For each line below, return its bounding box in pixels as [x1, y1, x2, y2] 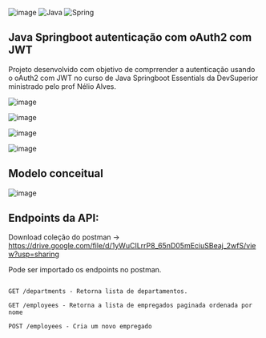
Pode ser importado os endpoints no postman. [8, 265, 162, 275]
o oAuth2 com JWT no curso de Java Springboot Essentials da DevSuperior [8, 73, 259, 82]
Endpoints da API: [8, 211, 99, 225]
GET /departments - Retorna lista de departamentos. [8, 288, 188, 296]
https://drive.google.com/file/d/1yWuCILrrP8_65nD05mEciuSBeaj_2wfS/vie [8, 241, 256, 251]
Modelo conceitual [8, 167, 104, 180]
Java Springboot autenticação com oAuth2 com [8, 30, 252, 44]
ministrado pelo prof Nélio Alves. [8, 81, 117, 91]
